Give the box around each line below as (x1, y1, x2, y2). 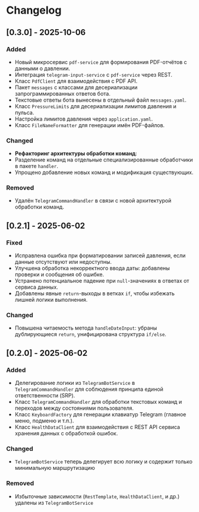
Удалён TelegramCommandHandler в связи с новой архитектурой (14, 197, 172, 204)
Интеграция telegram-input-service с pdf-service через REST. (14, 71, 173, 78)
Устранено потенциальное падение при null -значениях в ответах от (14, 277, 189, 285)
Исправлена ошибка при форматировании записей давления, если (14, 252, 186, 259)
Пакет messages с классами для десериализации (14, 84, 138, 91)
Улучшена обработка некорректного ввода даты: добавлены (14, 265, 170, 272)
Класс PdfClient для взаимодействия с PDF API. (14, 77, 138, 84)
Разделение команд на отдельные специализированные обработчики (14, 156, 193, 163)
